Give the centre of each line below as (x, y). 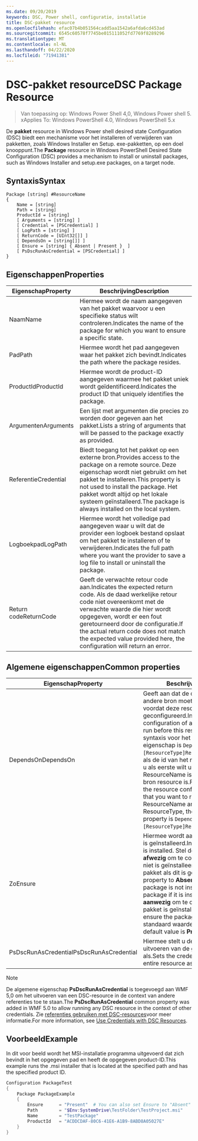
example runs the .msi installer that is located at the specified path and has (97, 1066)
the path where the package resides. (130, 362)
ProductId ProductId (36, 387)
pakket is (155, 910)
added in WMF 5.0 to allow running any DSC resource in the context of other (99, 1008)
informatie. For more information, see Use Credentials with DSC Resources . (97, 1020)
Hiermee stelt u (164, 941)
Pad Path (21, 355)
